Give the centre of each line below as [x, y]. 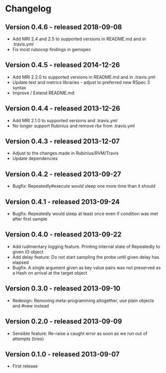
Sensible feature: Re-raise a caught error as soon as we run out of [80, 333]
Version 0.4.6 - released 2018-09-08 [64, 27]
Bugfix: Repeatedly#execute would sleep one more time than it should [84, 186]
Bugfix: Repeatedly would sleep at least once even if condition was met [85, 214]
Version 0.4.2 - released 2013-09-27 [63, 174]
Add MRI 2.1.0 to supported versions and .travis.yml [65, 120]
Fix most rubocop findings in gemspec [52, 49]
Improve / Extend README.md [43, 93]
